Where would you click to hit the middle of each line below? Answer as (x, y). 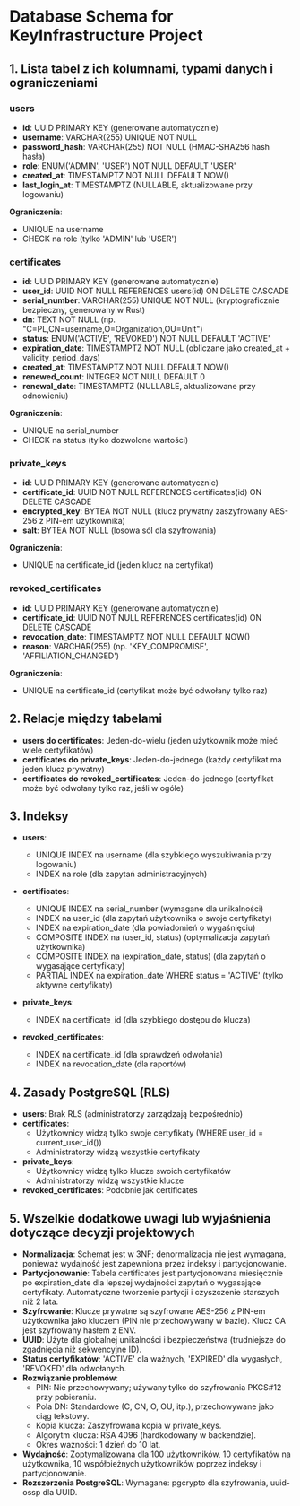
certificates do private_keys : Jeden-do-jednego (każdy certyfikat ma (152, 759)
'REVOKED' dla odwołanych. (74, 1369)
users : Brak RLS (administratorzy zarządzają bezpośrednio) (133, 1114)
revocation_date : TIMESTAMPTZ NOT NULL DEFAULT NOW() (136, 636)
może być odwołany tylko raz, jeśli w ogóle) (103, 788)
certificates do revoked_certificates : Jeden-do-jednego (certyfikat (148, 779)
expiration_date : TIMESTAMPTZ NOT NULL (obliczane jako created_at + (156, 348)
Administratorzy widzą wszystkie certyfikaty (117, 1152)
